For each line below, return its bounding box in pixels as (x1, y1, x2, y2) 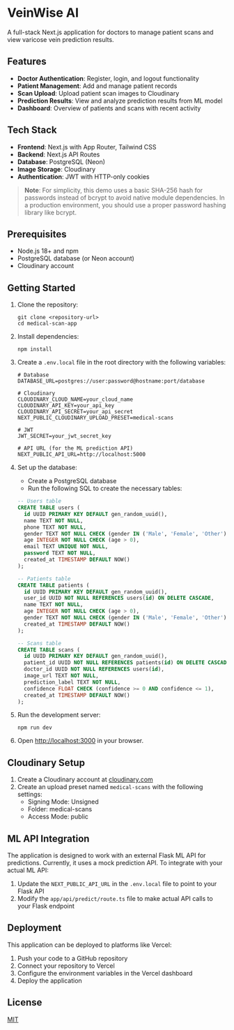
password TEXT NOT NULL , (24, 550, 96, 557)
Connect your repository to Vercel (17, 962, 115, 970)
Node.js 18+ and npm (17, 247, 79, 256)
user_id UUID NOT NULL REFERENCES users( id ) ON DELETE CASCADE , (24, 595, 214, 602)
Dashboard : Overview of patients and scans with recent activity (17, 103, 201, 112)
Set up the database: (17, 463, 78, 472)
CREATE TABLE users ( (17, 504, 80, 511)
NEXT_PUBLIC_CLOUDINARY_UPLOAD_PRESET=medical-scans (17, 414, 174, 422)
